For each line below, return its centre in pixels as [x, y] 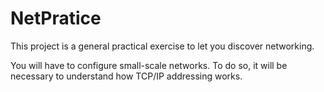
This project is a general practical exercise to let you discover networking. [162, 46]
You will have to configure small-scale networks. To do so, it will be [149, 65]
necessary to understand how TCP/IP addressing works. [126, 76]
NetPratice [56, 18]
